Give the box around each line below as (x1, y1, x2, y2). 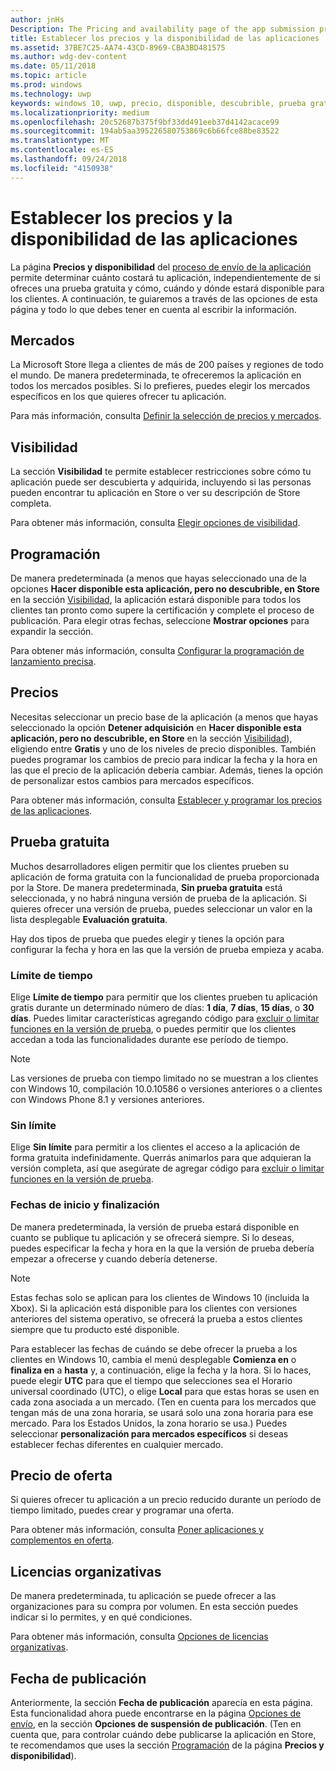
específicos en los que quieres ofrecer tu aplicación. (10, 391, 227, 403)
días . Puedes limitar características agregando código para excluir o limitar (10, 1012, 320, 1024)
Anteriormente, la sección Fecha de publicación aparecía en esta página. (10, 1696, 313, 1708)
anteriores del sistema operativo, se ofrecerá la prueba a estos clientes (10, 1312, 303, 1325)
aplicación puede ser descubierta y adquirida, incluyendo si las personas (10, 476, 312, 488)
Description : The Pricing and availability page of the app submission (10, 24, 315, 34)
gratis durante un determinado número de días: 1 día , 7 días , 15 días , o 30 (10, 1001, 315, 1013)
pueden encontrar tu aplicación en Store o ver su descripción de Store (10, 487, 301, 499)
